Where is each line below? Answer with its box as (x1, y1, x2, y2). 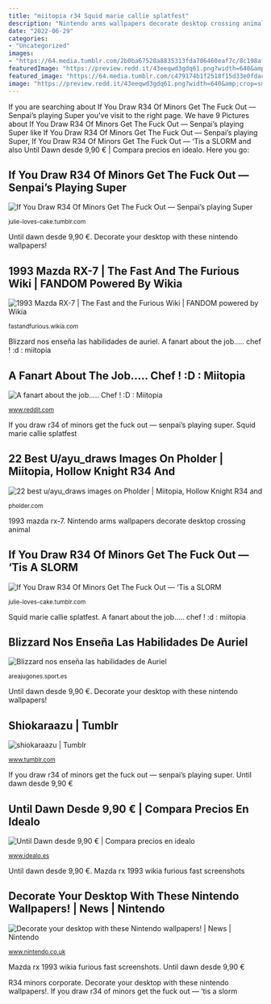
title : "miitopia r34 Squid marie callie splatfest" (8, 11, 190, 20)
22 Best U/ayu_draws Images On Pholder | (8, 452, 224, 466)
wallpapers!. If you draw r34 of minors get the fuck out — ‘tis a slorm (8, 986, 238, 996)
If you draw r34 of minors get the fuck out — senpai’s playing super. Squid (8, 420, 256, 430)
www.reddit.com (8, 405, 55, 413)
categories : (8, 34, 48, 43)
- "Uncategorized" (8, 42, 70, 50)
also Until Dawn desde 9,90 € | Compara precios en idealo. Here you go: (8, 145, 250, 155)
